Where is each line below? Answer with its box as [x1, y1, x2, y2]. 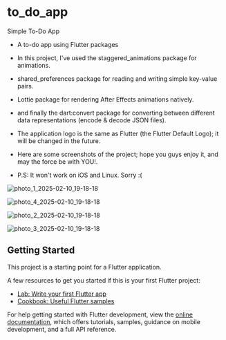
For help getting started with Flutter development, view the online [7, 310, 194, 319]
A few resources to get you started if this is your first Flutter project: [7, 276, 200, 284]
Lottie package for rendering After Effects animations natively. [17, 95, 194, 104]
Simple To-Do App [7, 27, 60, 35]
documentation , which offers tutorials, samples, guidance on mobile [7, 317, 200, 325]
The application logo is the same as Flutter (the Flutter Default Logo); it [17, 129, 219, 138]
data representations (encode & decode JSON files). [17, 115, 167, 124]
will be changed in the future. [17, 136, 101, 145]
